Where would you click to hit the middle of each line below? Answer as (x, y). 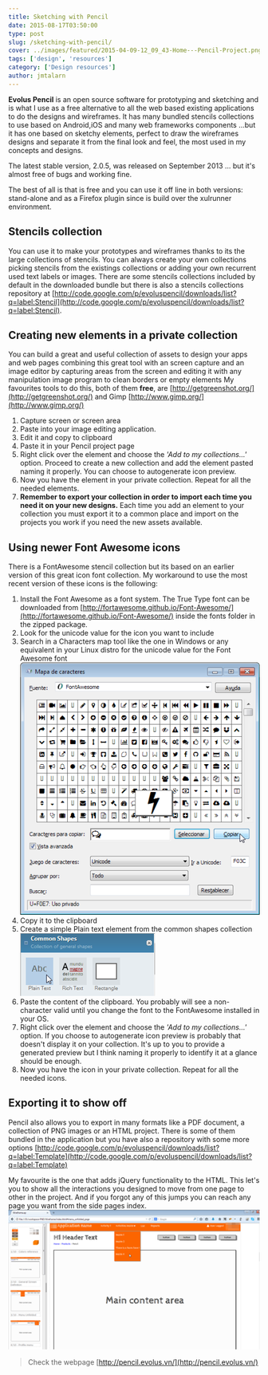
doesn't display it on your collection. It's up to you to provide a (122, 1044)
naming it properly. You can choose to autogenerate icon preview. (128, 471)
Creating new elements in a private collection (123, 335)
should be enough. (51, 1061)
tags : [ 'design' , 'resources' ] (60, 59)
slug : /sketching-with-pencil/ (60, 42)
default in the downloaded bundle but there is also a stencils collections (126, 285)
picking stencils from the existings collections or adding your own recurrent (132, 268)
